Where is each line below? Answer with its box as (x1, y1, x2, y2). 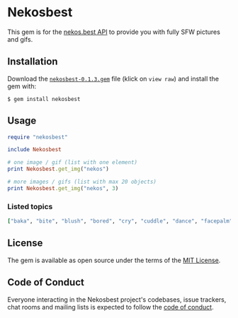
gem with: (7, 82, 37, 90)
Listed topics (7, 201, 53, 211)
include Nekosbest (7, 146, 62, 153)
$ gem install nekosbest (7, 95, 81, 102)
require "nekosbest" (7, 134, 69, 141)
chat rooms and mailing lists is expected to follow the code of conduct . (7, 302, 214, 311)
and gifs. (7, 35, 33, 43)
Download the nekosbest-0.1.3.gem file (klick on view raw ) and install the (7, 74, 220, 83)
